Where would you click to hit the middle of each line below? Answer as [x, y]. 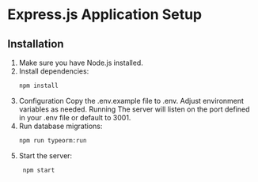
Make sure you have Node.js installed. [81, 63]
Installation [36, 44]
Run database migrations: [61, 126]
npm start [39, 170]
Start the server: [46, 155]
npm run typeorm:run [53, 140]
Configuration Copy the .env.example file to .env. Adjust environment [131, 100]
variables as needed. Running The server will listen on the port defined [134, 109]
